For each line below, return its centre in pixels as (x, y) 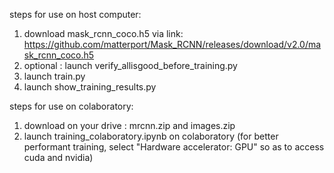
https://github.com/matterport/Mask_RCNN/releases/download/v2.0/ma (172, 44)
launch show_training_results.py (90, 87)
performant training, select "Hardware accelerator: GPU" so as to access (174, 147)
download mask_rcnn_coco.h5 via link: (103, 33)
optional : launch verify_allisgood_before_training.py (130, 65)
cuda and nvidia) (58, 157)
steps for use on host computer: (75, 14)
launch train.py (54, 76)
